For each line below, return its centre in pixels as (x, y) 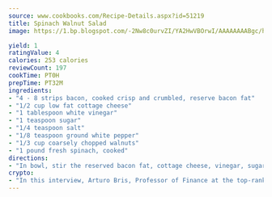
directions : (28, 158)
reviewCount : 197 (38, 68)
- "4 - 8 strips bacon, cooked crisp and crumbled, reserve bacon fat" (132, 98)
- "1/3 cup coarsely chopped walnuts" (74, 143)
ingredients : (30, 90)
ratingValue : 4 (34, 53)
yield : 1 (23, 45)
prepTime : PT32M (36, 83)
